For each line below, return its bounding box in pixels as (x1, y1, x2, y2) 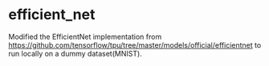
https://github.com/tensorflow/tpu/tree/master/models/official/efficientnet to (8, 40, 262, 49)
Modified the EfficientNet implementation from (8, 32, 162, 41)
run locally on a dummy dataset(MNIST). (8, 49, 142, 58)
